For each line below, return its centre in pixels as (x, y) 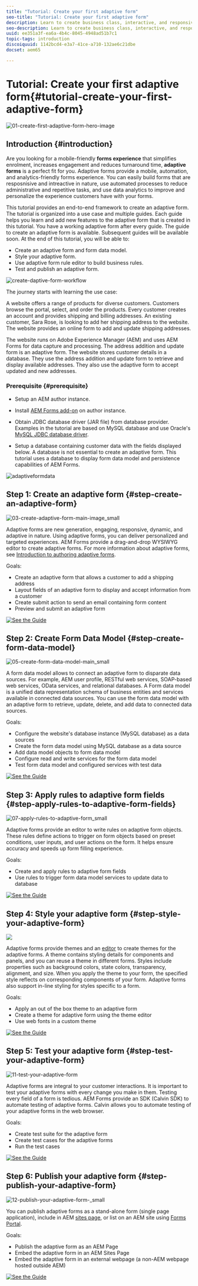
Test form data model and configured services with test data (88, 765)
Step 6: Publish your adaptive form (71, 1176)
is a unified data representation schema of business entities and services (95, 692)
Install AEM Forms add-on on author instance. (70, 410)
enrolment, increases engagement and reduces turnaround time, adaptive (96, 164)
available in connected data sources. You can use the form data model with (98, 698)
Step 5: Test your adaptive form (65, 1051)
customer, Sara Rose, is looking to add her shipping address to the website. (98, 322)
